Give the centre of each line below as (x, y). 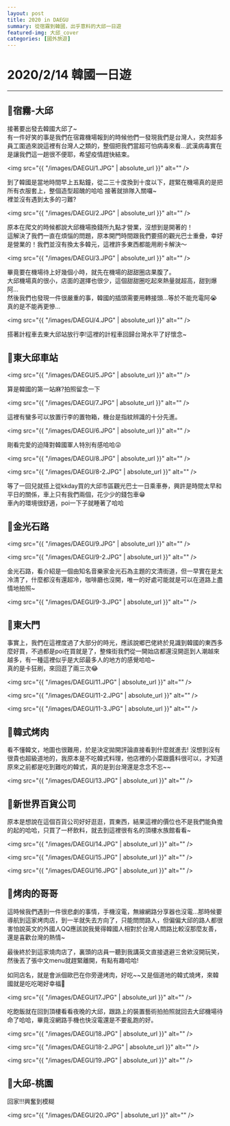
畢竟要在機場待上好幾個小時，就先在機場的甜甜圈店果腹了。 (91, 272)
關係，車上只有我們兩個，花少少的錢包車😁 (85, 494)
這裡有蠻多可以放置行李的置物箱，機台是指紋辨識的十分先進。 (94, 417)
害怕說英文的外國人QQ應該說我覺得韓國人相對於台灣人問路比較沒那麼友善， (114, 929)
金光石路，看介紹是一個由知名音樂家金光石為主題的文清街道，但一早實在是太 (115, 571)
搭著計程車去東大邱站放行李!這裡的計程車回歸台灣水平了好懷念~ (97, 334)
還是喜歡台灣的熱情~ (36, 937)
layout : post (26, 13)
